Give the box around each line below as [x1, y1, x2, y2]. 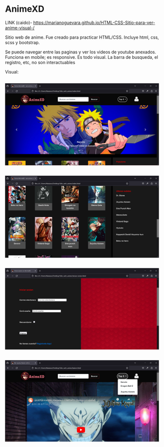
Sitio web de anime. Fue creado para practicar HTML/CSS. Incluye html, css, [5, 34, 159, 40]
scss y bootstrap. [5, 39, 40, 45]
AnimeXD [5, 3, 45, 15]
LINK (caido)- [5, 20, 33, 25]
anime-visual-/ [5, 24, 35, 30]
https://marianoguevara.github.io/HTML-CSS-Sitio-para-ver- [33, 20, 155, 25]
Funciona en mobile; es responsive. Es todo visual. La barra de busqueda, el [5, 54, 159, 60]
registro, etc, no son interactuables [5, 59, 76, 65]
